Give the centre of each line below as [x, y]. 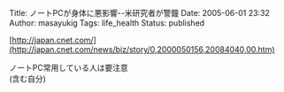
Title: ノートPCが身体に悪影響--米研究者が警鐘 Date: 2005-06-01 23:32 [139, 13]
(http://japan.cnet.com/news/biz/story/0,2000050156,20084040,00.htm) [142, 50]
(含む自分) [28, 79]
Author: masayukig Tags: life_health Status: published [107, 23]
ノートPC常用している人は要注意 [69, 68]
